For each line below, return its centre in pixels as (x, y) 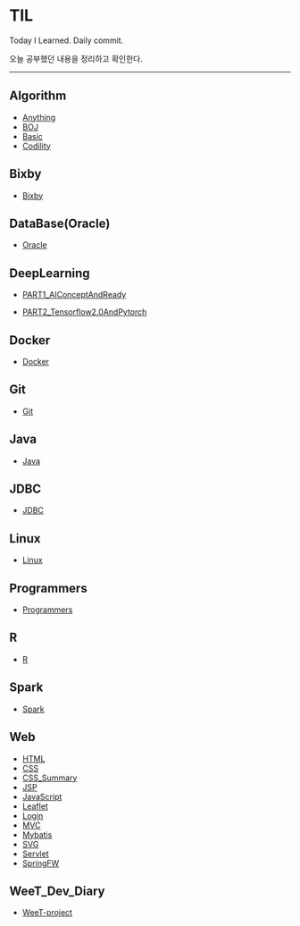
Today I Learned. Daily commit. (67, 40)
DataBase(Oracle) (60, 223)
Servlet (35, 854)
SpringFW (41, 863)
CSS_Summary (50, 778)
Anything (39, 117)
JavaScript (42, 796)
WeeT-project (47, 913)
